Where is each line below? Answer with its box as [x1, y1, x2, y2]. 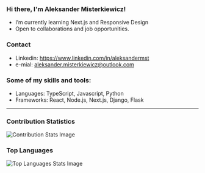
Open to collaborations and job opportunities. [15, 25, 129, 32]
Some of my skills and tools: [6, 76, 92, 84]
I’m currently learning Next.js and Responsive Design [15, 19, 148, 26]
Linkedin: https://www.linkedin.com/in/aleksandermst [15, 54, 149, 62]
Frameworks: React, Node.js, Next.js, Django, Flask [15, 96, 144, 104]
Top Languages [6, 146, 54, 155]
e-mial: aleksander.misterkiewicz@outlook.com [15, 60, 134, 68]
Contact [6, 40, 31, 49]
